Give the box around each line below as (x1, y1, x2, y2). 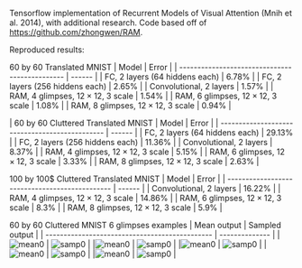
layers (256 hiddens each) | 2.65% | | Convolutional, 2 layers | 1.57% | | (9, 81, 274, 91)
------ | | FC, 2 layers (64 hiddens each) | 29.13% (110, 127, 294, 138)
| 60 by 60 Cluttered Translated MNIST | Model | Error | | (9, 117, 219, 128)
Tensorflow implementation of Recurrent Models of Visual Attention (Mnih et (9, 8, 293, 18)
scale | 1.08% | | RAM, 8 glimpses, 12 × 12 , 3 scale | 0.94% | (9, 100, 232, 111)
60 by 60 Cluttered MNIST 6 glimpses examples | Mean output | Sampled (9, 220, 282, 230)
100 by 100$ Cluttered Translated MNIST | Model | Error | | (9, 173, 225, 184)
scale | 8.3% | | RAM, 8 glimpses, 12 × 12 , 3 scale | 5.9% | (9, 202, 223, 213)
